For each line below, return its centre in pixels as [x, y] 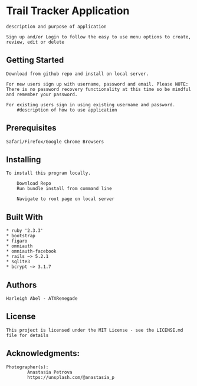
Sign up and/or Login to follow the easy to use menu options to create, [99, 37]
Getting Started [35, 60]
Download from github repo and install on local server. [78, 74]
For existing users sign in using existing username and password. [91, 104]
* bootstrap [21, 236]
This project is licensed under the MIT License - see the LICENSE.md [95, 330]
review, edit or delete [35, 42]
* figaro [17, 241]
